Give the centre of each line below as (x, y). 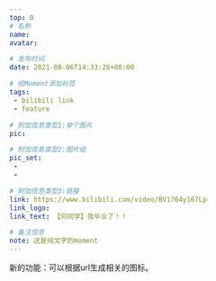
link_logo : (30, 208)
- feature (31, 109)
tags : (19, 92)
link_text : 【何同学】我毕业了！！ (68, 216)
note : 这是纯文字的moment (54, 241)
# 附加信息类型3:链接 (44, 191)
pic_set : (26, 159)
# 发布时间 (27, 59)
